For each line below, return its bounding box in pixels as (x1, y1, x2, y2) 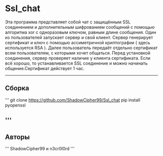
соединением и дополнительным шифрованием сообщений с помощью (5, 24, 155, 30)
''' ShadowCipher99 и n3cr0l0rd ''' (5, 145, 75, 151)
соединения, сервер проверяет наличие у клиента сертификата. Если (5, 55, 151, 61)
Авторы (5, 133, 30, 141)
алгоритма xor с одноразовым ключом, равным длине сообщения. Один (5, 29, 157, 35)
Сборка (5, 84, 29, 92)
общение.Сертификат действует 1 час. (5, 65, 85, 71)
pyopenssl (5, 102, 26, 108)
